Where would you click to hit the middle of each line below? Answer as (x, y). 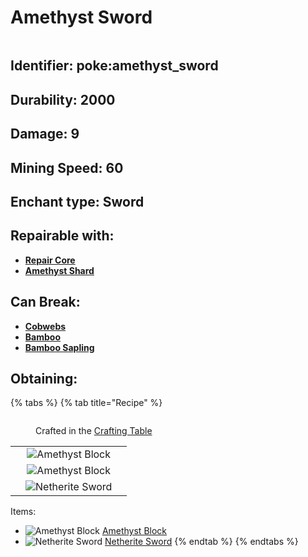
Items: (23, 512)
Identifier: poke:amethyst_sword (114, 66)
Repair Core (50, 260)
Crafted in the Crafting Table (94, 431)
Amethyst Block (134, 531)
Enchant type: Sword (77, 201)
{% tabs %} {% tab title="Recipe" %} (86, 403)
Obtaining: (44, 378)
